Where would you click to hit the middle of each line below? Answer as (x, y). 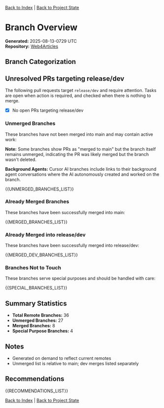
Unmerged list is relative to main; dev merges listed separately (75, 364)
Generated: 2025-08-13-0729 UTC (41, 41)
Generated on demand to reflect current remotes (62, 358)
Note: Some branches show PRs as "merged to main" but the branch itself (81, 149)
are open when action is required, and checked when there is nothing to (78, 95)
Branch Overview (41, 28)
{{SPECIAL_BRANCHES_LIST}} (36, 288)
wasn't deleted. (21, 159)
